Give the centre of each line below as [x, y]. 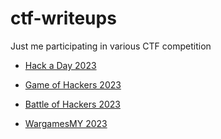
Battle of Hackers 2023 [72, 104]
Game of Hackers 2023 [73, 84]
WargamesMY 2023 [66, 123]
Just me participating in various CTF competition [111, 46]
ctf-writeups [63, 18]
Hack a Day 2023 [60, 65]
